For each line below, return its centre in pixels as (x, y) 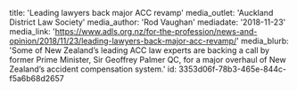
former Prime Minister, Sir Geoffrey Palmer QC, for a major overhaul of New (148, 60)
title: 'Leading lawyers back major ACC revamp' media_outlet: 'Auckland (141, 13)
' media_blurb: (263, 41)
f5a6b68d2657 (37, 78)
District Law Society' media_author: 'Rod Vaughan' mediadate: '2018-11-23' (148, 22)
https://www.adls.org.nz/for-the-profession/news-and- (156, 31)
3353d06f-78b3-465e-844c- (232, 69)
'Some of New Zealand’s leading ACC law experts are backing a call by (140, 50)
